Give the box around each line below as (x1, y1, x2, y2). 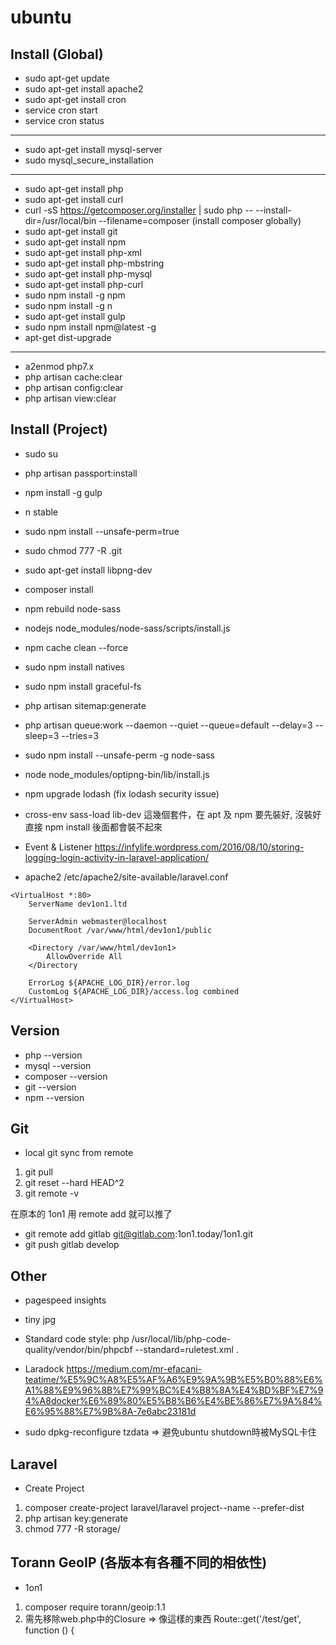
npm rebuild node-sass (24, 602, 122, 615)
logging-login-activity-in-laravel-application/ (24, 851, 209, 863)
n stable (24, 506, 59, 518)
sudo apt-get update (24, 72, 110, 84)
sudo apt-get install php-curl (24, 279, 144, 290)
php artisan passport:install (24, 467, 138, 479)
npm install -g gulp (24, 486, 103, 498)
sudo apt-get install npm (24, 236, 127, 248)
